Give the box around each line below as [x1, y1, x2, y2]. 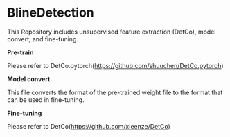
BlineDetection [7, 5, 95, 21]
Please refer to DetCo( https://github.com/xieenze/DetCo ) [7, 122, 171, 130]
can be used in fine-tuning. [7, 95, 85, 104]
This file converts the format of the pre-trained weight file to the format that [7, 88, 223, 96]
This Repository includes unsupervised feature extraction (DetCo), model [7, 28, 216, 36]
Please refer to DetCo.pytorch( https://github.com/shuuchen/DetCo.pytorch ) [7, 61, 224, 70]
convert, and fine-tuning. [7, 34, 78, 43]
